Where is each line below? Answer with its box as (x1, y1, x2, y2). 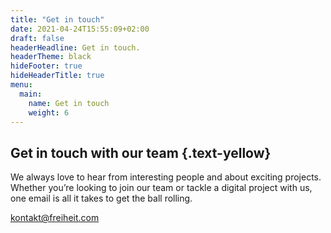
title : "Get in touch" (10, 14, 105, 25)
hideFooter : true (10, 61, 83, 71)
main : (19, 89, 43, 99)
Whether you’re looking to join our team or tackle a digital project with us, (10, 182, 313, 194)
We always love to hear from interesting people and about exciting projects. (10, 171, 322, 183)
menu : (10, 80, 33, 90)
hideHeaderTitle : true (10, 71, 105, 81)
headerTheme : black (10, 52, 92, 62)
